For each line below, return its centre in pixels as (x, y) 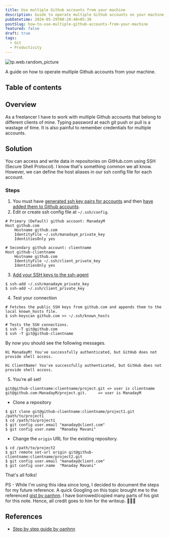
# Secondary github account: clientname (49, 248)
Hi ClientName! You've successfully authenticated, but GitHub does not (83, 365)
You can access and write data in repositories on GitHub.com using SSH (80, 161)
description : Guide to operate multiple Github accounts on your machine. (86, 15)
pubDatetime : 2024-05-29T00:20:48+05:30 (49, 19)
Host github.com (22, 225)
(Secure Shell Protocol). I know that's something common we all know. (79, 166)
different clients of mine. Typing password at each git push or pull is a (78, 122)
